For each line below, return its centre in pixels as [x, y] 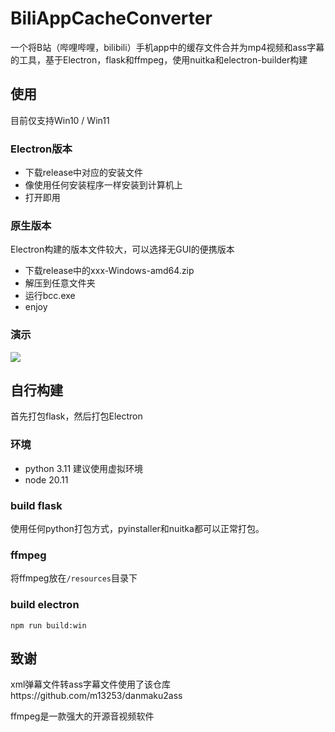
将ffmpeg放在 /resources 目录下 [74, 578]
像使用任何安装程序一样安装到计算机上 [103, 185]
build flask [36, 505]
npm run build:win [48, 625]
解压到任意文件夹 [60, 283]
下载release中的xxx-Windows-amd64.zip [109, 271]
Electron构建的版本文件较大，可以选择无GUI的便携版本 [122, 249]
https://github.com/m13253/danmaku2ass [96, 696]
